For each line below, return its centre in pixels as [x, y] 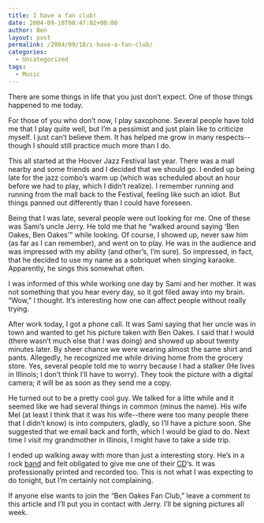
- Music [28, 74]
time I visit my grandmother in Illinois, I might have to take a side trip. [119, 439]
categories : [28, 52]
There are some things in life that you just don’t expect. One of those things [131, 96]
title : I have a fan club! [52, 15]
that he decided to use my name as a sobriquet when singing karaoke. [122, 260]
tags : [17, 67]
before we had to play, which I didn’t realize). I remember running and [121, 185]
